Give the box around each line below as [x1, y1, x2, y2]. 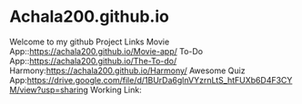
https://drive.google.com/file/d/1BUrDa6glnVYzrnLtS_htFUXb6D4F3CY [26, 74, 293, 85]
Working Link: [90, 84, 143, 95]
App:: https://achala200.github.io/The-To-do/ [9, 55, 177, 66]
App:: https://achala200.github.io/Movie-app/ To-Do [9, 45, 203, 56]
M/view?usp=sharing [9, 84, 89, 95]
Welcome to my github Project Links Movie [9, 36, 170, 47]
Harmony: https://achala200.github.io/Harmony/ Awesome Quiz [9, 65, 246, 76]
